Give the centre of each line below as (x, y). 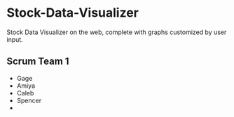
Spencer (29, 100)
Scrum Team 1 (38, 62)
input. (15, 39)
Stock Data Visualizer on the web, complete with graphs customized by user (117, 32)
